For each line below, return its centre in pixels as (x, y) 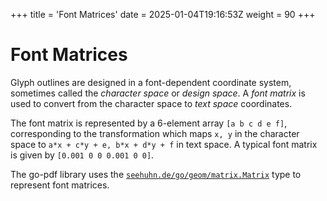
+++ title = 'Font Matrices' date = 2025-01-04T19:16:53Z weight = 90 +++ (163, 14)
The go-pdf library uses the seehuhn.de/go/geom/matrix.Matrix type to (156, 174)
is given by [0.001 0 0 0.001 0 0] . (82, 155)
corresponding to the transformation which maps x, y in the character (155, 133)
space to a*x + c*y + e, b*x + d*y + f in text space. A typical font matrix (164, 144)
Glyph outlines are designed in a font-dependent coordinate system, (151, 82)
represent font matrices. (60, 185)
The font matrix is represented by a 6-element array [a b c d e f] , (149, 123)
